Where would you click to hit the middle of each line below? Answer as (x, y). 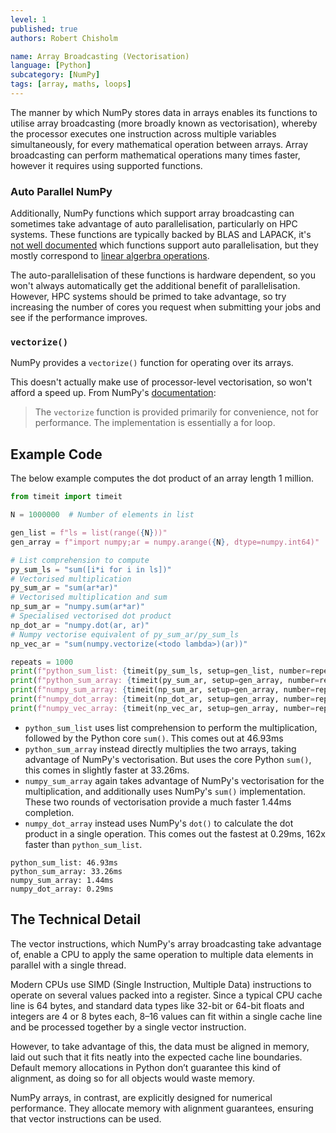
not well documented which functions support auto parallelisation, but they (164, 245)
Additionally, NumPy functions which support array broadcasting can (152, 213)
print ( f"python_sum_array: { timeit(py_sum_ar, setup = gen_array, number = (165, 681)
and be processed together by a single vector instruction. (128, 1027)
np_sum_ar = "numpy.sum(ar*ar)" (77, 607)
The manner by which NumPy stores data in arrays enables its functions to (164, 112)
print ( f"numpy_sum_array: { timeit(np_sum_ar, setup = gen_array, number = (162, 690)
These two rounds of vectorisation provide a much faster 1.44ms (158, 802)
